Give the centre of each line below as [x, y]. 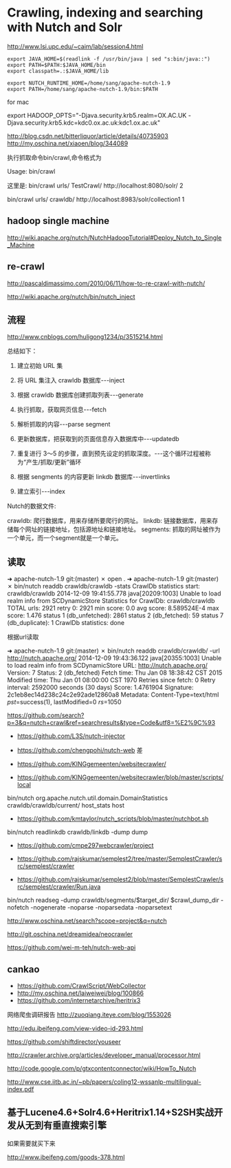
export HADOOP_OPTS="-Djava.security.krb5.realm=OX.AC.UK [97, 115]
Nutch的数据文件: [32, 506]
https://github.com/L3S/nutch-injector [71, 736]
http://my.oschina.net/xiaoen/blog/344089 [68, 143]
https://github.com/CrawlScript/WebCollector [81, 986]
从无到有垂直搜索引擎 [61, 1126]
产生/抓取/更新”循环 [54, 462]
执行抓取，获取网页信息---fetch [62, 410]
